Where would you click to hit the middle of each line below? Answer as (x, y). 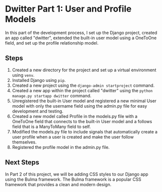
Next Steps (22, 163)
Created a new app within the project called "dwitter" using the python (82, 90)
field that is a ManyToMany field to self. (51, 127)
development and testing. (38, 111)
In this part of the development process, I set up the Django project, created (81, 32)
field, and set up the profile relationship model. (52, 43)
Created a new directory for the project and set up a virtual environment (84, 70)
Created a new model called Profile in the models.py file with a (75, 116)
